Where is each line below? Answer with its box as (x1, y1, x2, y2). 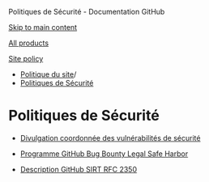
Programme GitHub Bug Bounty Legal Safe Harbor (19, 149, 189, 159)
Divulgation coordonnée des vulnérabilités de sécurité (19, 133, 201, 142)
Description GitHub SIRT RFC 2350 (19, 164, 138, 174)
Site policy (8, 54, 44, 63)
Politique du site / (19, 70, 77, 79)
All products (8, 38, 49, 48)
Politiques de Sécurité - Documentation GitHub (8, 7, 165, 16)
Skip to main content (8, 23, 78, 32)
